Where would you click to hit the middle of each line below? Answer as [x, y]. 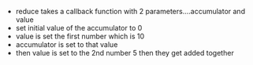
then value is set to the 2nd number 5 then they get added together [125, 53]
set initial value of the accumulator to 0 [79, 28]
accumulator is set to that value [67, 45]
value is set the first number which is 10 [80, 36]
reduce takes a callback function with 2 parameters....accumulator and [130, 11]
